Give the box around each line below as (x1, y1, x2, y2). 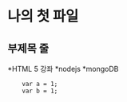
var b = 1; (22, 87, 58, 95)
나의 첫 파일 (7, 7, 79, 25)
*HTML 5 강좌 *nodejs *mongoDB (7, 65, 119, 73)
